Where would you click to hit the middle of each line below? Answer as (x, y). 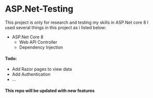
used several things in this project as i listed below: (56, 27)
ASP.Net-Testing (39, 9)
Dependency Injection (41, 47)
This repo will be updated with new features (50, 90)
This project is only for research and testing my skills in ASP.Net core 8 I (77, 22)
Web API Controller (38, 42)
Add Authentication (31, 74)
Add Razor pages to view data (42, 69)
